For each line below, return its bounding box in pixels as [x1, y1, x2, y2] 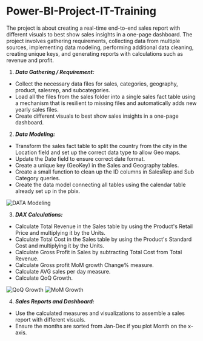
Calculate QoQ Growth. [15, 274, 73, 282]
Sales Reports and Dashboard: [15, 297, 95, 305]
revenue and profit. [6, 56, 55, 64]
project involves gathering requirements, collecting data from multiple [6, 37, 181, 44]
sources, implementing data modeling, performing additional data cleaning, [6, 44, 194, 51]
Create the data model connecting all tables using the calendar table [15, 181, 186, 188]
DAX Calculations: [15, 211, 63, 218]
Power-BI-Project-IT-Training [6, 4, 156, 18]
